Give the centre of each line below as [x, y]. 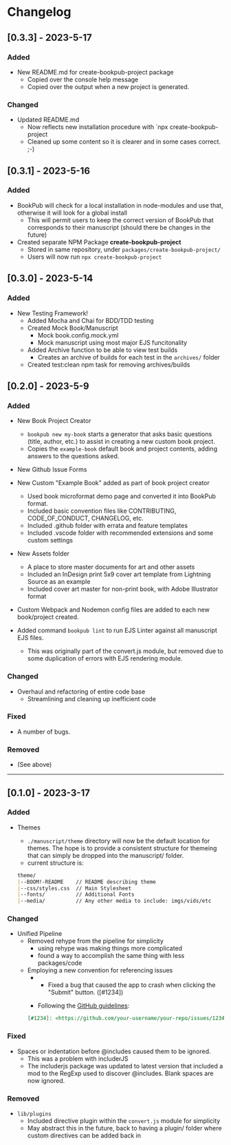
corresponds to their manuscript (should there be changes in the [119, 227]
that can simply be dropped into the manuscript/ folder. [106, 855]
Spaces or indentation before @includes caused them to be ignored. [114, 1051]
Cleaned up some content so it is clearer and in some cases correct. [124, 141]
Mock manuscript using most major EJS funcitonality [112, 342]
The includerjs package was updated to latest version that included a [125, 1066]
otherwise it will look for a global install [72, 213]
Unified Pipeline [40, 934]
